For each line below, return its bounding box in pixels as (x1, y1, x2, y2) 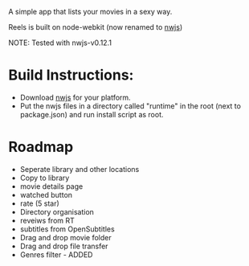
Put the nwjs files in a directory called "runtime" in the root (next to (19, 100, 241, 111)
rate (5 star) (19, 198, 60, 208)
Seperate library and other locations (19, 164, 140, 174)
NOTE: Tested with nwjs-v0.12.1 (8, 38, 112, 47)
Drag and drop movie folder (19, 232, 112, 242)
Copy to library (19, 173, 70, 182)
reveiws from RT (19, 215, 75, 225)
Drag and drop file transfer (19, 241, 108, 251)
